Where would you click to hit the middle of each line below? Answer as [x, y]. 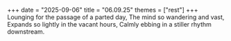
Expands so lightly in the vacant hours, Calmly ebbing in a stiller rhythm [109, 24]
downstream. [26, 31]
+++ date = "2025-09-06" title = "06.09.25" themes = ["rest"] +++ [103, 10]
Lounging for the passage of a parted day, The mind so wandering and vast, [116, 17]
